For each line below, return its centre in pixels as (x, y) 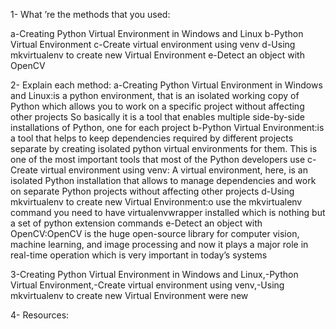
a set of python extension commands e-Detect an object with (136, 223)
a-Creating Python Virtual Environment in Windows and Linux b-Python (157, 33)
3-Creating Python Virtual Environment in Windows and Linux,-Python (154, 274)
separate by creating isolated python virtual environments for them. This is (164, 148)
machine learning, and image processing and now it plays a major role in (159, 244)
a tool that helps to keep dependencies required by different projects (152, 138)
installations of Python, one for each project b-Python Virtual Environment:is (167, 127)
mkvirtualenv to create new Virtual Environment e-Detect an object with (157, 55)
